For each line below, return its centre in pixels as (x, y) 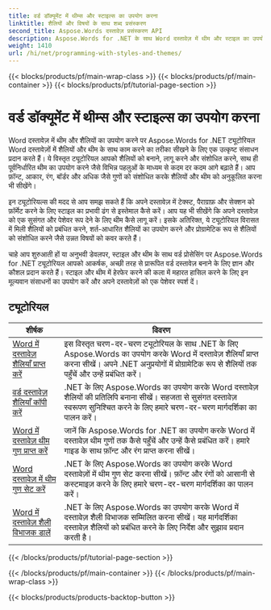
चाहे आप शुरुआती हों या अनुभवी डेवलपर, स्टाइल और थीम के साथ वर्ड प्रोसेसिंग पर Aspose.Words (135, 254)
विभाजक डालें (31, 532)
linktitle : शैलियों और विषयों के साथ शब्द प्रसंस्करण (77, 23)
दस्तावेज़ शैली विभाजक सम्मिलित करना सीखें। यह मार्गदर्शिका (151, 517)
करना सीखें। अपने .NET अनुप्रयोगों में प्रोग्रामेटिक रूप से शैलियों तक (161, 364)
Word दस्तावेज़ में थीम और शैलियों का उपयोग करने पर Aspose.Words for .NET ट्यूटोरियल (132, 140)
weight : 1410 (30, 46)
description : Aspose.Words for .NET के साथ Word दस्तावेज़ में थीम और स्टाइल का (129, 38)
